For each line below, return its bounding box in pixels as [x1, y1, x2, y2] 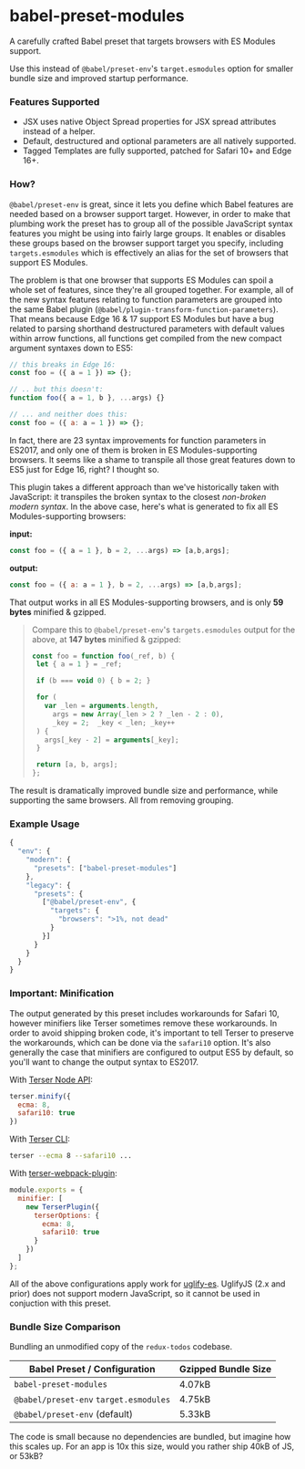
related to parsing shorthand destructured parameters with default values [9, 323, 285, 334]
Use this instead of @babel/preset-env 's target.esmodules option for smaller [9, 63, 294, 74]
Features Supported [9, 95, 100, 108]
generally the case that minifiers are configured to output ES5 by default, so [9, 1047, 294, 1057]
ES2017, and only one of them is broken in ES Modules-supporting [9, 444, 258, 455]
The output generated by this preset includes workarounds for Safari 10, [9, 1007, 280, 1018]
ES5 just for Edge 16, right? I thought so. [9, 464, 159, 474]
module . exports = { [9, 1185, 84, 1194]
